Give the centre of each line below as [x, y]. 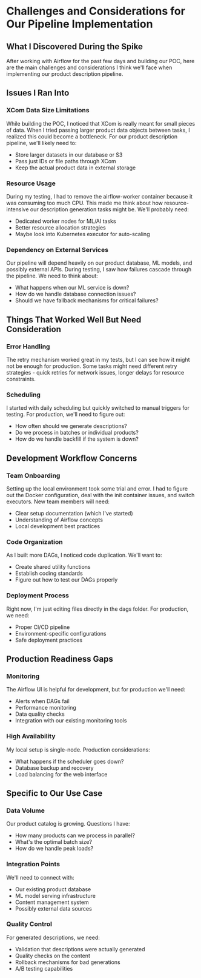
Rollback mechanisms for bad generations [68, 962]
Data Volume [26, 810]
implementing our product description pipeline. [65, 74]
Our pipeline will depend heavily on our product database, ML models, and [99, 263]
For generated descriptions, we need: [53, 937]
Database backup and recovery [54, 768]
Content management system [52, 902]
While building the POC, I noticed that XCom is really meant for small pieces [101, 123]
